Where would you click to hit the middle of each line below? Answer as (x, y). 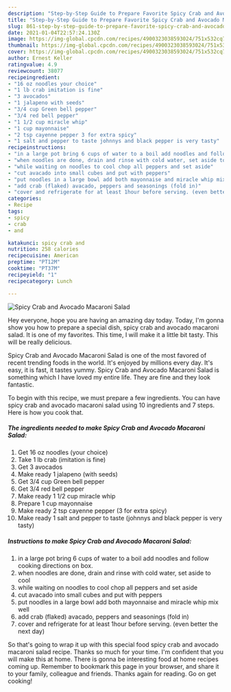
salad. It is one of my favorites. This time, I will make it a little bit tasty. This (113, 334)
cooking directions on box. (55, 566)
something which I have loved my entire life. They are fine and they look (109, 377)
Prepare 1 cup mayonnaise (55, 504)
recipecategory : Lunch (40, 281)
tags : (15, 211)
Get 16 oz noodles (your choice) (63, 452)
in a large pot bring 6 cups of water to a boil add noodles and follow (113, 558)
